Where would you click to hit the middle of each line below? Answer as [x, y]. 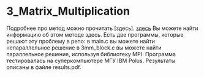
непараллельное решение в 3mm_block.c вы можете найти [84, 48]
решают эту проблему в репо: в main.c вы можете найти [81, 41]
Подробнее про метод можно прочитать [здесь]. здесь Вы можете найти [102, 28]
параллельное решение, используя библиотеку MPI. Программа [91, 54]
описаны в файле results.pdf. [44, 67]
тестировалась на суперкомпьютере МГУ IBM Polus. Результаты [91, 61]
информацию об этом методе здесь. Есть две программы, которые [95, 34]
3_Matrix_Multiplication [68, 11]
